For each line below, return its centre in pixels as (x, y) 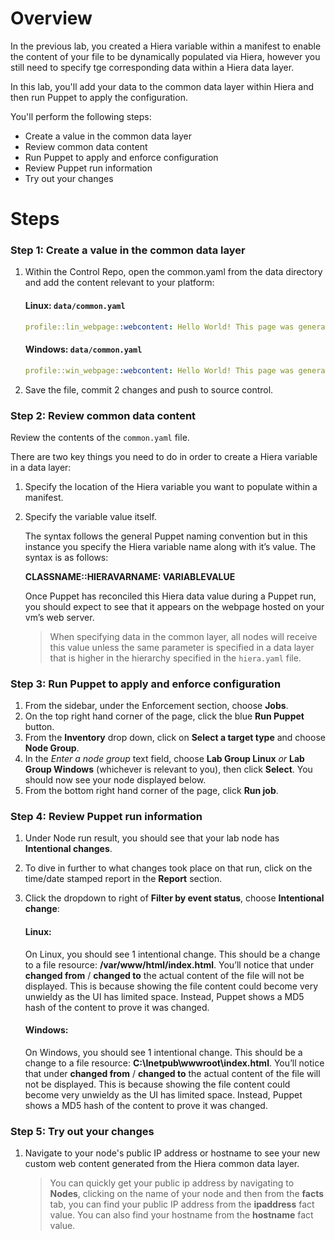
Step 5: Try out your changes (82, 1131)
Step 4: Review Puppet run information (106, 817)
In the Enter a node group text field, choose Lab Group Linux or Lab (164, 759)
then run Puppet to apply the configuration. (99, 97)
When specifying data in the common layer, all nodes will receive (183, 636)
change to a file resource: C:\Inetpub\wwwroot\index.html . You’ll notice (174, 1063)
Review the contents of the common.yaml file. (100, 437)
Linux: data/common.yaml (75, 306)
